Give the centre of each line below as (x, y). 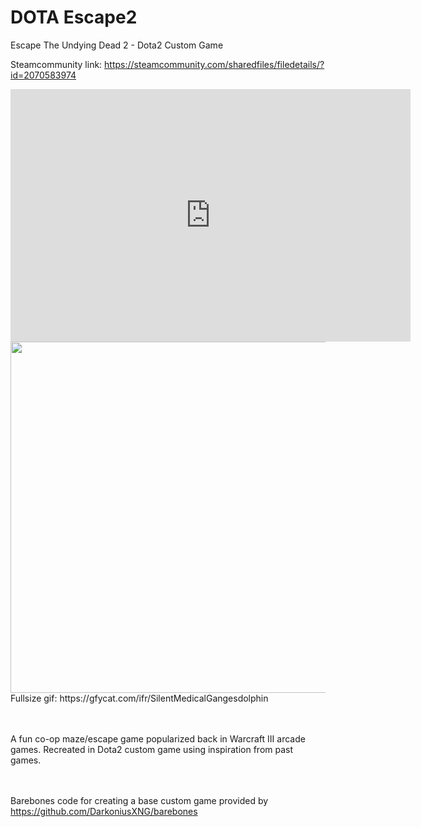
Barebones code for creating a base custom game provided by (139, 800)
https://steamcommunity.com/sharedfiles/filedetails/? (214, 64)
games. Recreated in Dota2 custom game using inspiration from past (152, 749)
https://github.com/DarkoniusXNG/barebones (104, 811)
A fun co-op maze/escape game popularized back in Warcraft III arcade (158, 738)
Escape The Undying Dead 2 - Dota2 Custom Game (117, 45)
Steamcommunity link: (56, 64)
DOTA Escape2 (74, 17)
